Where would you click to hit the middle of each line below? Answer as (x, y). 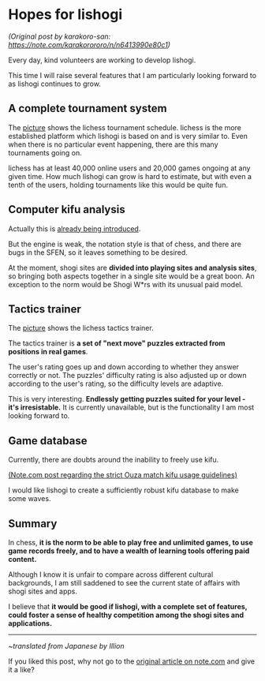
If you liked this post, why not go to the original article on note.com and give (131, 661)
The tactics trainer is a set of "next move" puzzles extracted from (117, 343)
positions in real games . (48, 352)
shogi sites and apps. (43, 591)
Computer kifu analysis (67, 210)
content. (22, 559)
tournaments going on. (45, 152)
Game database (48, 441)
